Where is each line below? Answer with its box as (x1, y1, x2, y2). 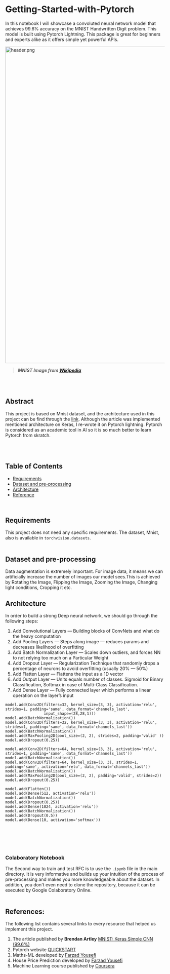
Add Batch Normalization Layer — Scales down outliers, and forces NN (12, 649, 161, 655)
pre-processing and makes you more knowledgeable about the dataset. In (5, 876, 160, 882)
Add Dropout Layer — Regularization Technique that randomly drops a (12, 660, 159, 666)
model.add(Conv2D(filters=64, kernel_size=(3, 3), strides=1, (5, 760, 139, 765)
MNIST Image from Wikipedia (17, 367, 81, 373)
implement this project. (5, 926, 53, 932)
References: (5, 907, 45, 916)
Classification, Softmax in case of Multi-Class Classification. (12, 682, 138, 687)
